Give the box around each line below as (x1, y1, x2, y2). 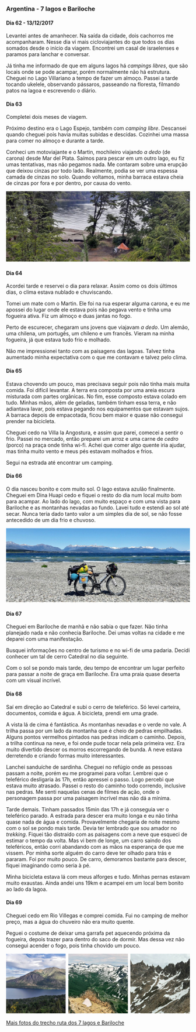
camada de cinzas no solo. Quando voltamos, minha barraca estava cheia (6, 173, 184, 180)
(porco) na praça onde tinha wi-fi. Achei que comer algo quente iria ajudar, (6, 441, 186, 448)
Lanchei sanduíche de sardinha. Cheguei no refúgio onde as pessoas (6, 763, 173, 770)
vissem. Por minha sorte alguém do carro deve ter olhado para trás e (6, 849, 171, 856)
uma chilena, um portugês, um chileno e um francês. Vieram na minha (6, 330, 175, 337)
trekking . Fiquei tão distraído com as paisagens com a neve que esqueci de (6, 831, 188, 838)
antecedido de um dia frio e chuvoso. (6, 516, 96, 523)
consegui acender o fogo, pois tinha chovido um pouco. (6, 942, 141, 949)
